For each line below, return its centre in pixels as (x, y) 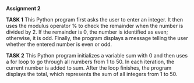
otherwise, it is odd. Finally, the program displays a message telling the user (97, 38)
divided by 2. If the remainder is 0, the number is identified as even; (87, 32)
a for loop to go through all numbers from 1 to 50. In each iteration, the (90, 62)
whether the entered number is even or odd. (59, 44)
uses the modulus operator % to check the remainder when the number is (95, 26)
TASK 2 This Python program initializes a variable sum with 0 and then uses (97, 55)
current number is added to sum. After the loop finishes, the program (89, 68)
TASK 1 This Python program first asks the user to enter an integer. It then (95, 19)
